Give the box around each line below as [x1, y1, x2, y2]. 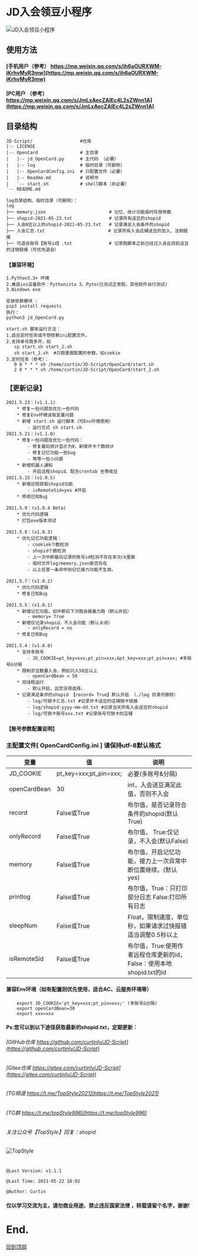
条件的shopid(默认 [127, 810, 179, 818]
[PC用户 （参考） [6, 90, 48, 97]
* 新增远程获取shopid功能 [16, 481, 74, 487]
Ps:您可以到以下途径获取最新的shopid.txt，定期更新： [6, 1024, 138, 1031]
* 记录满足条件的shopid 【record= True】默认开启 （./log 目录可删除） [16, 692, 179, 698]
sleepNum [9, 921, 38, 929]
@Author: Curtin [6, 1189, 46, 1195]
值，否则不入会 [127, 790, 169, 798]
